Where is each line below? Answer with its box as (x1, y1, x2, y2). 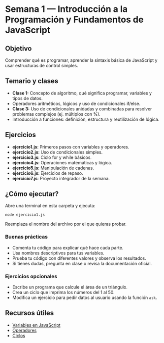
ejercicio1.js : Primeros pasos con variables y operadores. (12, 144, 130, 149)
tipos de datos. (12, 95, 43, 101)
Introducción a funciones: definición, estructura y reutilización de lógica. (12, 116, 160, 122)
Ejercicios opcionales (5, 273, 58, 280)
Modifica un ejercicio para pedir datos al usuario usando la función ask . (12, 294, 158, 300)
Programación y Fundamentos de (5, 14, 144, 25)
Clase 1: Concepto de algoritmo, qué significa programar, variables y (12, 90, 152, 96)
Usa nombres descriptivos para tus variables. (12, 250, 104, 256)
